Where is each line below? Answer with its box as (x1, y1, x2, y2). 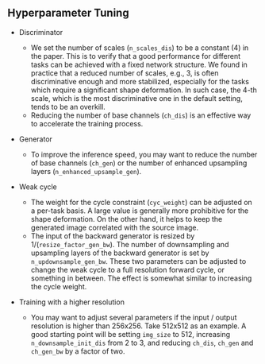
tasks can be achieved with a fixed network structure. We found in (30, 60, 248, 69)
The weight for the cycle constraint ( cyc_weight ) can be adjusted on (30, 197, 253, 207)
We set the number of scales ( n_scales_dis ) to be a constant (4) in (30, 43, 249, 52)
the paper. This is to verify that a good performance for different (30, 51, 241, 60)
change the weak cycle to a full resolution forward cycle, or (30, 265, 225, 274)
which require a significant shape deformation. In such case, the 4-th (30, 85, 257, 95)
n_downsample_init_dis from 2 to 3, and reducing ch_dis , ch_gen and (30, 338, 254, 347)
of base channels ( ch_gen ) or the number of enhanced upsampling (30, 158, 248, 168)
